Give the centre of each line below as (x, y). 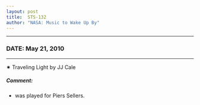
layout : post (22, 12)
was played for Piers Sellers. (50, 96)
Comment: (20, 81)
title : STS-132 (26, 17)
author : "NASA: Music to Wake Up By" (53, 22)
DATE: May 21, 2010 (35, 49)
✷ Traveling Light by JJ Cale (41, 67)
